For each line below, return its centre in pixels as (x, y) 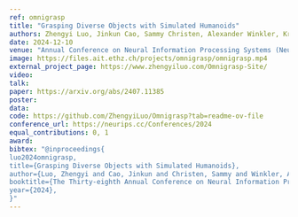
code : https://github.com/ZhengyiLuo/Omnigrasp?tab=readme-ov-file (137, 116)
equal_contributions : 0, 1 (59, 133)
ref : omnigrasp (37, 17)
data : (19, 108)
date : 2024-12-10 (41, 42)
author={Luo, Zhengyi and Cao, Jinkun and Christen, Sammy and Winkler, (146, 174)
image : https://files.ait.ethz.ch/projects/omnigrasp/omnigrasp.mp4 (138, 58)
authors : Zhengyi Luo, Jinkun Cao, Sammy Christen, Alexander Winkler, (144, 34)
